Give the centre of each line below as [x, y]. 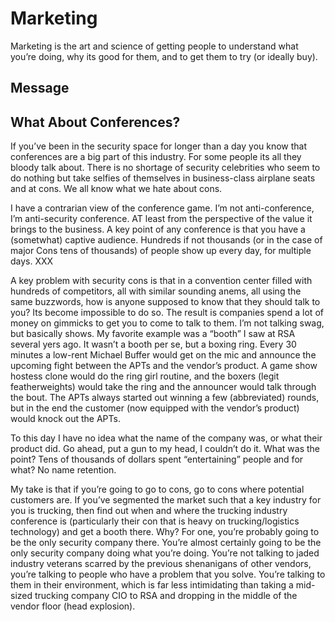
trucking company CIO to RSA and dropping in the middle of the [166, 596]
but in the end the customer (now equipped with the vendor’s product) [155, 408]
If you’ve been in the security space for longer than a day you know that [159, 146]
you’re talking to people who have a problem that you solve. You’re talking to [168, 574]
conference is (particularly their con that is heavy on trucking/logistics [155, 521]
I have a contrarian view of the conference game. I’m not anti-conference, [162, 208]
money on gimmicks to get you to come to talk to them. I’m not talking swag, [167, 323]
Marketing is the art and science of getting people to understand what [154, 46]
